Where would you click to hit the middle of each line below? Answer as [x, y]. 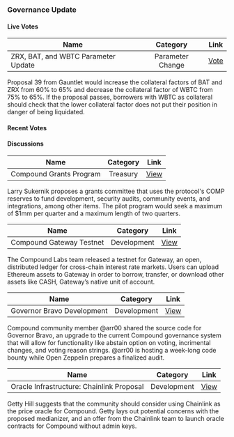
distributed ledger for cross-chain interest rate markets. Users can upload [113, 267]
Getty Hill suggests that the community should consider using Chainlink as [114, 404]
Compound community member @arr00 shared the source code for [104, 328]
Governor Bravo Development [59, 310]
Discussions [25, 144]
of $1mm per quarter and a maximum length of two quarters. [94, 213]
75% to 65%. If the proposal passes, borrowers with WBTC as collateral [110, 97]
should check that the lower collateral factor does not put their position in [112, 105]
